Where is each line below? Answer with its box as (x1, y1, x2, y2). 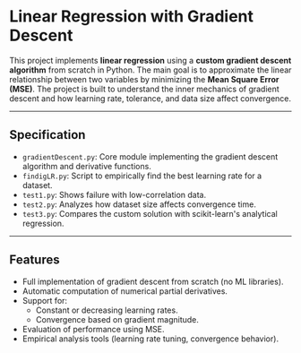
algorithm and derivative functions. (21, 160, 152, 171)
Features (9, 253, 60, 268)
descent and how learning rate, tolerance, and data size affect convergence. (9, 92, 292, 104)
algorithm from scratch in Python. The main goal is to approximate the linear (9, 65, 292, 75)
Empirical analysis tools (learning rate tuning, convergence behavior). (21, 333, 279, 344)
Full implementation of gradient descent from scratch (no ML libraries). (21, 276, 284, 287)
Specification (9, 127, 86, 142)
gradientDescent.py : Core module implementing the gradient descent (21, 151, 279, 162)
